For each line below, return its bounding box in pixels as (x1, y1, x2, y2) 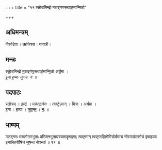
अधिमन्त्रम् (5, 28, 28, 36)
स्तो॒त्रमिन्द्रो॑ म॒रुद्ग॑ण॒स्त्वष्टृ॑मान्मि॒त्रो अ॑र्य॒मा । (5, 68, 68, 74)
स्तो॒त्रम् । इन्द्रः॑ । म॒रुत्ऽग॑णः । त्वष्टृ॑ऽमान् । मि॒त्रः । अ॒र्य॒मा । (5, 101, 97, 107)
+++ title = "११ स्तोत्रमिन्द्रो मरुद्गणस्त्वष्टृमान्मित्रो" (5, 5, 87, 10)
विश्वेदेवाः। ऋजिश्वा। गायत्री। (5, 41, 51, 47)
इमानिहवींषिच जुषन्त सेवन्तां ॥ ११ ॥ (5, 139, 60, 145)
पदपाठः (5, 88, 21, 97)
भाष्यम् (5, 121, 19, 129)
